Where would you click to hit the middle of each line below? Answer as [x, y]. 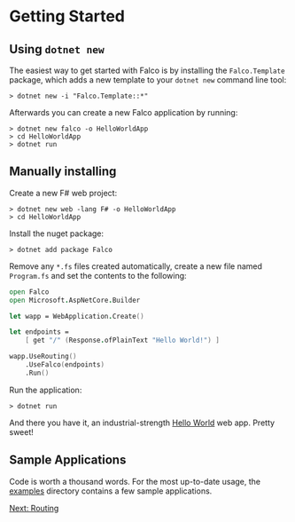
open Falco [29, 292]
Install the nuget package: [57, 233]
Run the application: [46, 390]
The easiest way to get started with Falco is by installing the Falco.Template [147, 70]
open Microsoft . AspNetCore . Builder [75, 300]
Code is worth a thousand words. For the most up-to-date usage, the [135, 481]
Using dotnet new [57, 49]
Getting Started [67, 16]
